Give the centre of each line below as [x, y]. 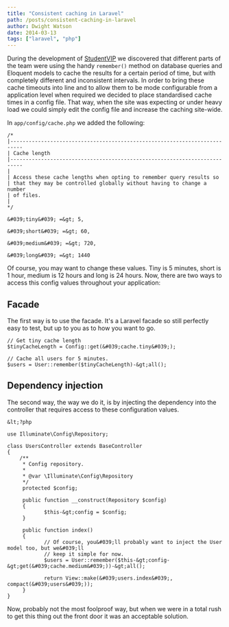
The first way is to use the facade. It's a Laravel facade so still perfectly [108, 320]
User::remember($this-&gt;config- [121, 560]
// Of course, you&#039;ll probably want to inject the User [133, 542]
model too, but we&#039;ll [46, 548]
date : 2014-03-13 [32, 33]
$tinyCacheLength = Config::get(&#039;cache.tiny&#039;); [92, 346]
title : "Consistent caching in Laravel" [66, 13]
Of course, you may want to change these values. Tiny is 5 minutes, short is [114, 268]
